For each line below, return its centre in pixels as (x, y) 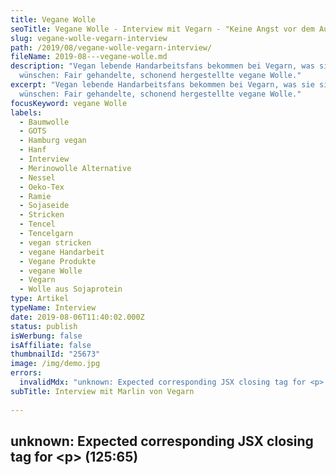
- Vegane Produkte (58, 261)
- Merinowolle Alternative (75, 168)
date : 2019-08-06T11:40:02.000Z (77, 317)
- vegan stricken (55, 242)
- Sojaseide (44, 206)
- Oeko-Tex (42, 187)
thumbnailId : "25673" (55, 354)
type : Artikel (40, 299)
